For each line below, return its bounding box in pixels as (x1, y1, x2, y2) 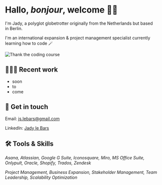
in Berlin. (5, 25, 23, 31)
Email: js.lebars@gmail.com (5, 116, 60, 122)
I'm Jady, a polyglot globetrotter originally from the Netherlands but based (5, 20, 153, 26)
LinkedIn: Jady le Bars (5, 125, 49, 131)
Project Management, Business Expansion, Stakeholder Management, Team (5, 170, 157, 175)
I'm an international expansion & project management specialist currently (5, 35, 151, 41)
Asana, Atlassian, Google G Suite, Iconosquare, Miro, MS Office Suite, (5, 155, 145, 161)
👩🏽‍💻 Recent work (5, 65, 58, 74)
